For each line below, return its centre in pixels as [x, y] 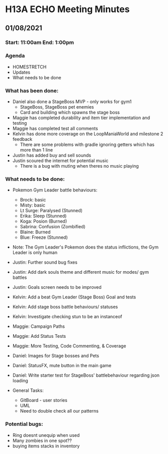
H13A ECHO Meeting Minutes [67, 9]
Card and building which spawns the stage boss [70, 113]
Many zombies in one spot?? [42, 440]
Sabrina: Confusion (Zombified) [53, 227]
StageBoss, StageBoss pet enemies [57, 107]
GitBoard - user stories [44, 400]
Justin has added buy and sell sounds [52, 156]
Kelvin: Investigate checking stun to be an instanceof [67, 317]
